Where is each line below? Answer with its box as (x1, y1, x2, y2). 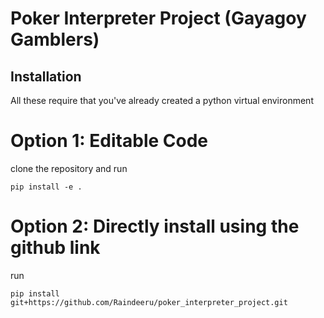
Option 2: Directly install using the (10, 215, 300, 238)
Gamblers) (10, 28, 100, 51)
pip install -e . (10, 182, 83, 192)
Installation (10, 68, 82, 85)
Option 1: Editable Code (10, 130, 209, 152)
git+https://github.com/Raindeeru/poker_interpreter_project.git (10, 297, 288, 307)
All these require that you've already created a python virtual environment (10, 95, 314, 106)
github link (10, 237, 101, 259)
